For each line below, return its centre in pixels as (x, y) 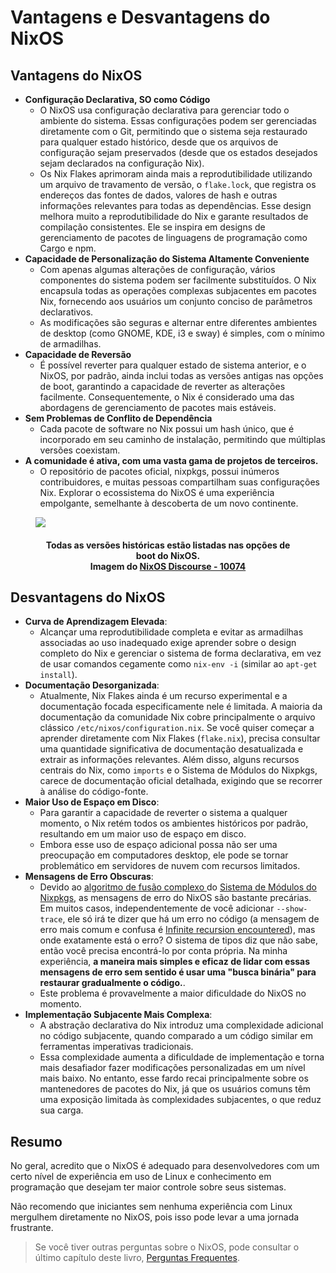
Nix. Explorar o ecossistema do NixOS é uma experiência (157, 492)
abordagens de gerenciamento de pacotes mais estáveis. (158, 407)
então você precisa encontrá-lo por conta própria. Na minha (163, 951)
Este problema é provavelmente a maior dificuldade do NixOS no (173, 993)
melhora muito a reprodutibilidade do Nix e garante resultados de (174, 216)
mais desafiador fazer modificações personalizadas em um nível (172, 1068)
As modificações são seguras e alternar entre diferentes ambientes (178, 322)
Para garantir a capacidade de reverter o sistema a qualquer (163, 813)
